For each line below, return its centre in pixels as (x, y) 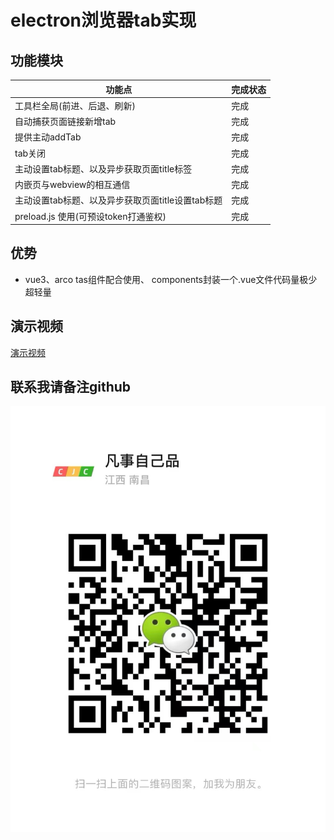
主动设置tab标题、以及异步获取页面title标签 (103, 168)
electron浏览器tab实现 (103, 20)
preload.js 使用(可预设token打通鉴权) (90, 216)
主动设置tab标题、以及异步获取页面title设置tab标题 (118, 200)
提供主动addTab (48, 137)
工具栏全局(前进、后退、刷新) (75, 105)
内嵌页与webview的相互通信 (72, 184)
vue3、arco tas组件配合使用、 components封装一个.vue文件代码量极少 (171, 279)
